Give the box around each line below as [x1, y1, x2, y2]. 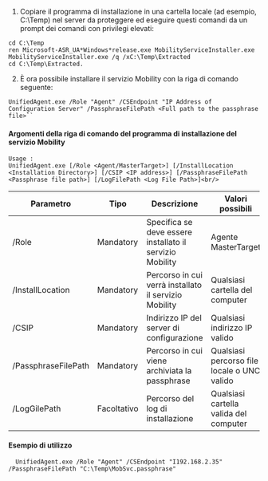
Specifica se [146, 217, 193, 228]
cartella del [211, 285, 253, 296]
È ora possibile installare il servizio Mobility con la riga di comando [19, 74, 239, 83]
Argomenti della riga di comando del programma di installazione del [8, 128, 238, 138]
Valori [224, 193, 247, 204]
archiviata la [146, 365, 192, 377]
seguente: [19, 83, 53, 92]
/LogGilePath [12, 403, 61, 414]
